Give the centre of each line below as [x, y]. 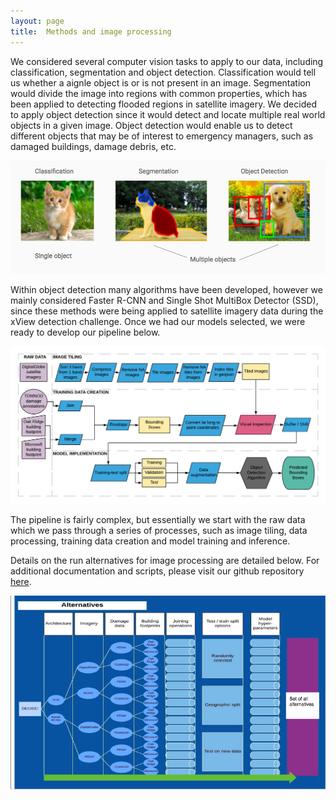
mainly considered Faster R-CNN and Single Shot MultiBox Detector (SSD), [164, 300]
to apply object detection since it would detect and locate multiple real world [168, 114]
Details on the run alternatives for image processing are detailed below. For [165, 561]
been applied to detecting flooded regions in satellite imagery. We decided [163, 104]
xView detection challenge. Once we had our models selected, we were [158, 321]
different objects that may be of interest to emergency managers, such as [162, 136]
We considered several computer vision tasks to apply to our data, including [167, 61]
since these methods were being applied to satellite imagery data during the [167, 311]
